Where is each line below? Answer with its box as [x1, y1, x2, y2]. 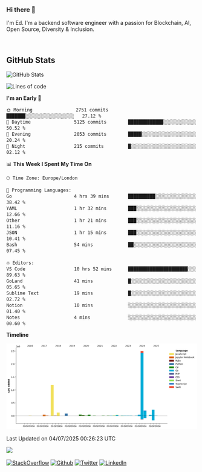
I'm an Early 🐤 [6, 95, 42, 102]
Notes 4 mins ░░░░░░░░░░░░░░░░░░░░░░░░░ [6, 314, 197, 321]
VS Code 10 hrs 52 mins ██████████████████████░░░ [6, 266, 197, 272]
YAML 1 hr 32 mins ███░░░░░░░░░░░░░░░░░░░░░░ [6, 205, 197, 211]
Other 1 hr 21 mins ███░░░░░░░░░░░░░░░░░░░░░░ [6, 218, 197, 224]
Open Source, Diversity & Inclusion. [6, 25, 95, 33]
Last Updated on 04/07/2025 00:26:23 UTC [6, 435, 116, 442]
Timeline [6, 331, 29, 339]
